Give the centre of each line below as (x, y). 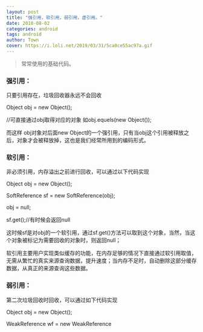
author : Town (23, 40)
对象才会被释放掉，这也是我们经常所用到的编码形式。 (83, 141)
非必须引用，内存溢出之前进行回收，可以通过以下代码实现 (78, 172)
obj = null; (19, 207)
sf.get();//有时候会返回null (38, 220)
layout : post (23, 12)
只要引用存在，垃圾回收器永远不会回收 (54, 95)
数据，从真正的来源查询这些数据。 (49, 268)
